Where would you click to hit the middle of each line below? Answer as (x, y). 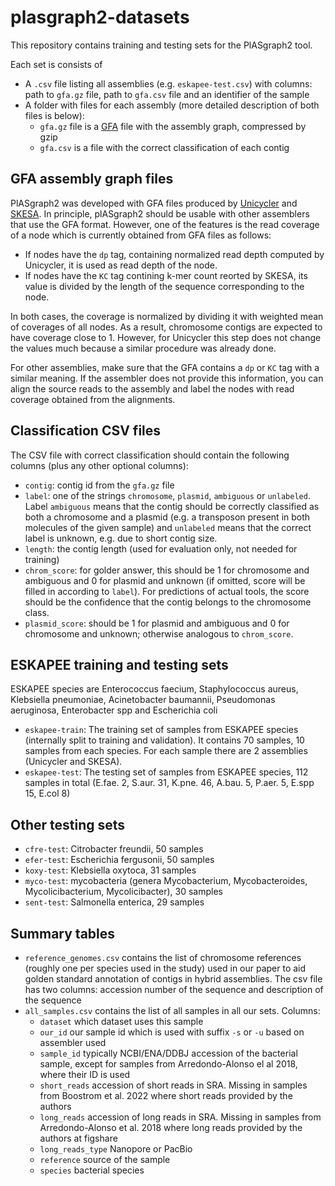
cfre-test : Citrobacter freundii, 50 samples (114, 849)
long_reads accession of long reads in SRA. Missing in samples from (180, 1117)
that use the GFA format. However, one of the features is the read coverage (165, 224)
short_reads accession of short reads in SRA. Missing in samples (173, 1085)
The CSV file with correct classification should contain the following (150, 455)
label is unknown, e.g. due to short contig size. (121, 538)
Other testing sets (68, 824)
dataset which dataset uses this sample (121, 1021)
